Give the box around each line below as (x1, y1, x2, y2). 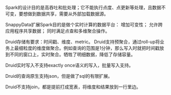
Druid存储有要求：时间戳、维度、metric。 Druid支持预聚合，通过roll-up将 (5, 39, 160, 45)
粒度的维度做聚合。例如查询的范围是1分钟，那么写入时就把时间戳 (23, 45, 160, 51)
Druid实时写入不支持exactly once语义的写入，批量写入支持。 (5, 62, 134, 68)
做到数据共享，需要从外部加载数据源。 (27, 11, 109, 17)
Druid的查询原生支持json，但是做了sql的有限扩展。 (5, 73, 113, 79)
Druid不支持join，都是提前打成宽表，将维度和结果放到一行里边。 (5, 84, 141, 90)
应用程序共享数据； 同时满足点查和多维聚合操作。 (5, 28, 110, 34)
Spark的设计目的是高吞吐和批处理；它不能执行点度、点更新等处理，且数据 (5, 5, 161, 10)
